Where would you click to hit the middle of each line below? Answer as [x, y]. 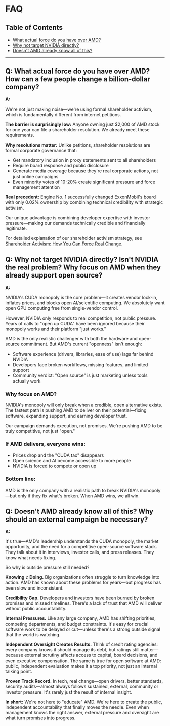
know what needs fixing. [31, 558]
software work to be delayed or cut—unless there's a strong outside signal [83, 629]
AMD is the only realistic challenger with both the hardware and [71, 338]
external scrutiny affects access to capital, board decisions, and [91, 655]
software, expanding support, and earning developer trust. [66, 416]
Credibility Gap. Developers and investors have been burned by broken [80, 598]
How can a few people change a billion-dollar [78, 79]
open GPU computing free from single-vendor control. [62, 308]
